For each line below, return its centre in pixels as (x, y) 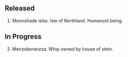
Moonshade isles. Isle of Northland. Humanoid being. (68, 20)
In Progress (23, 37)
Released (20, 8)
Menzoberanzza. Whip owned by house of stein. (62, 49)
